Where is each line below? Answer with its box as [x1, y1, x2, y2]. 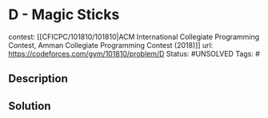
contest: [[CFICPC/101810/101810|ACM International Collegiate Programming [8, 32, 260, 41]
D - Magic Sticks [8, 6, 120, 24]
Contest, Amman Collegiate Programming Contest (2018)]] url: [8, 40, 214, 49]
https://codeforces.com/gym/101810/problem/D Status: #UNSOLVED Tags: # [8, 49, 260, 58]
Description [8, 72, 68, 85]
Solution [8, 99, 51, 112]
